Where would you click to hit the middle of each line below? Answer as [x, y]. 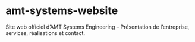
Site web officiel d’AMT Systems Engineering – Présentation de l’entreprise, [97, 27]
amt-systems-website [62, 11]
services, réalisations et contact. [45, 33]
